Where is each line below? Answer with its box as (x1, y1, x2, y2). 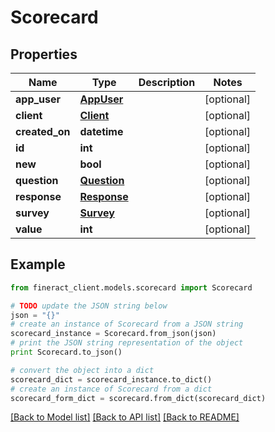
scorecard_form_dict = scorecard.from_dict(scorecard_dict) (10, 393, 267, 403)
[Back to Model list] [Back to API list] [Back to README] (10, 411, 240, 423)
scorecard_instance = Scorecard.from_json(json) (10, 329, 217, 339)
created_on (15, 125, 71, 138)
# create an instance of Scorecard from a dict (10, 384, 213, 394)
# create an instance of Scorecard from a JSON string (10, 319, 244, 330)
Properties (10, 46, 78, 63)
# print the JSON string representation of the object (10, 338, 244, 348)
